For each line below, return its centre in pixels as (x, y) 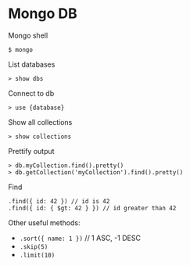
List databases (32, 64)
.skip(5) (34, 247)
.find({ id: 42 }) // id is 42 (59, 201)
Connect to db (31, 93)
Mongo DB (43, 14)
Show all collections (40, 122)
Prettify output (31, 151)
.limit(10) (37, 255)
